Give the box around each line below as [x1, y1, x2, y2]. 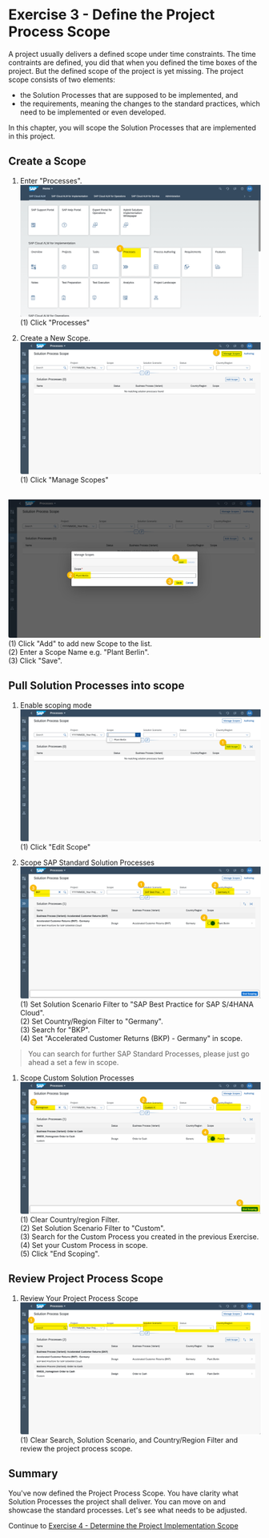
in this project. [8, 131, 56, 141]
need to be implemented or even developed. [19, 107, 167, 117]
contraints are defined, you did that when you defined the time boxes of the [8, 58, 258, 67]
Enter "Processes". [19, 176, 82, 185]
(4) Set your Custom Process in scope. [19, 1241, 148, 1250]
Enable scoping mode [19, 700, 92, 710]
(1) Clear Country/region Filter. [19, 1215, 120, 1225]
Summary [8, 1467, 58, 1480]
